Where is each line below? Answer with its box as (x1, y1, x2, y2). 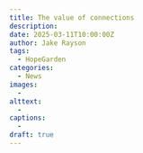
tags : (9, 47, 30, 56)
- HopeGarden (17, 55, 67, 64)
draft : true (9, 130, 54, 139)
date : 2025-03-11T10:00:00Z (9, 30, 115, 39)
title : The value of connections (9, 13, 135, 22)
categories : (9, 64, 54, 73)
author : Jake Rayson (9, 38, 87, 48)
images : (9, 80, 39, 89)
